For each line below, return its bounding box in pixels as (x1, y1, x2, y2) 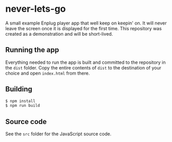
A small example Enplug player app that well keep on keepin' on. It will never (5, 20, 167, 26)
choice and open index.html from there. (5, 70, 90, 76)
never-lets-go (5, 3, 66, 15)
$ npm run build (5, 103, 40, 108)
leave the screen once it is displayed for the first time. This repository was (5, 25, 162, 31)
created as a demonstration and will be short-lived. (5, 31, 113, 37)
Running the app (5, 45, 59, 54)
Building (5, 85, 32, 93)
